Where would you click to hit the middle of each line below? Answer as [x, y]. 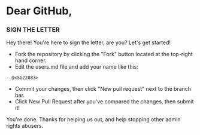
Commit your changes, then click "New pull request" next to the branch [103, 89]
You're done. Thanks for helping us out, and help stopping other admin [93, 119]
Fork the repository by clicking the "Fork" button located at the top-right [104, 54]
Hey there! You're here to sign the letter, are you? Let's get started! [89, 42]
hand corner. [31, 60]
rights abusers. [25, 126]
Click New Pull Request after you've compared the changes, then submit [104, 102]
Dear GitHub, [39, 11]
